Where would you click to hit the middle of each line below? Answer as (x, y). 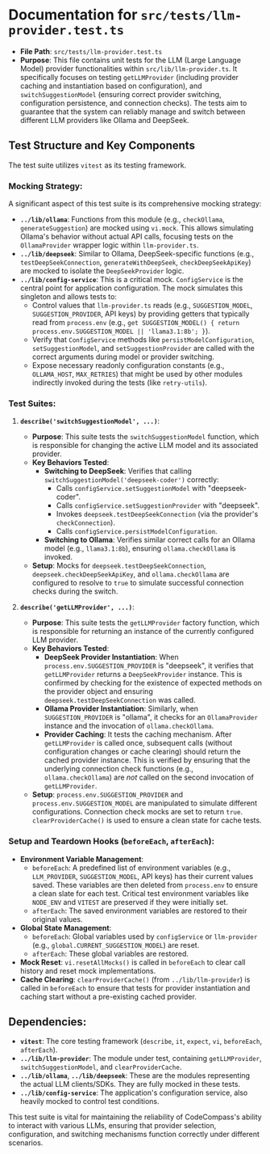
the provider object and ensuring (98, 691)
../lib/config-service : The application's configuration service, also (134, 1093)
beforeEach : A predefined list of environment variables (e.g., (131, 868)
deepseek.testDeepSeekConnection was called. (120, 700)
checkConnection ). (85, 522)
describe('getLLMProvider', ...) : (77, 607)
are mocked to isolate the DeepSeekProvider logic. (102, 271)
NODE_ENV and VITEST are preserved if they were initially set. (130, 902)
